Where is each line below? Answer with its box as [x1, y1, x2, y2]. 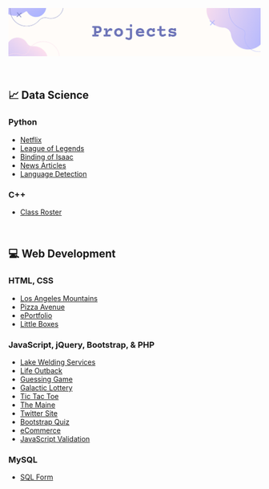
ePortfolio [19, 310, 53, 320]
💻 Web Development [8, 247, 116, 261]
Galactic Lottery [19, 382, 74, 393]
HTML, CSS [8, 275, 54, 287]
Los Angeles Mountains [19, 293, 98, 303]
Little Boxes [19, 319, 58, 328]
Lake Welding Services [19, 357, 96, 367]
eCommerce [19, 426, 62, 435]
